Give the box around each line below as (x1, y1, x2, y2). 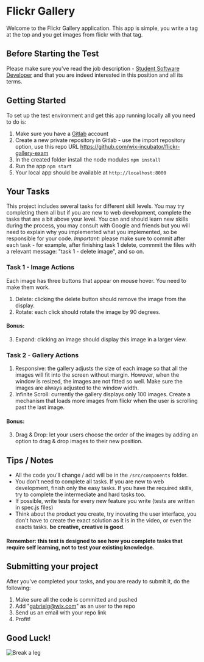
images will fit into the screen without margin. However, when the (15, 371, 180, 379)
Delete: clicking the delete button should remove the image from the (15, 295, 186, 302)
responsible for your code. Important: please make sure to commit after (6, 235, 186, 242)
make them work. (6, 283, 50, 291)
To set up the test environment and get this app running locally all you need (6, 112, 196, 119)
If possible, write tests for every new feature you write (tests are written (15, 497, 195, 505)
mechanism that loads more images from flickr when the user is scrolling (15, 397, 198, 405)
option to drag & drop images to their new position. (15, 438, 143, 445)
